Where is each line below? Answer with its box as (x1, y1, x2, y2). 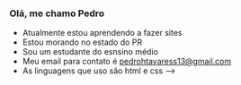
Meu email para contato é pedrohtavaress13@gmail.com (22, 56, 232, 67)
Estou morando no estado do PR (22, 37, 143, 47)
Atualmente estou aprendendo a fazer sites (22, 28, 183, 38)
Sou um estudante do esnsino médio (22, 47, 159, 57)
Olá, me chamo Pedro (9, 7, 105, 20)
